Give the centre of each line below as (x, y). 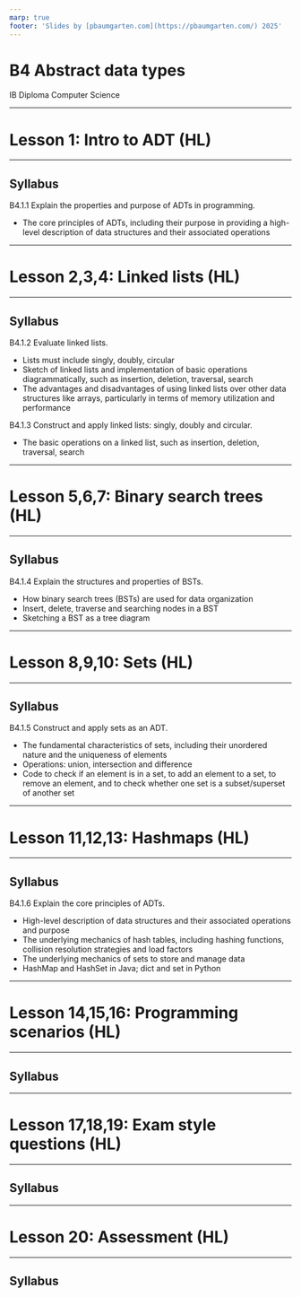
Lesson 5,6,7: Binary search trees (137, 496)
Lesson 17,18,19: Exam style (113, 1125)
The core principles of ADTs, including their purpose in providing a (145, 223)
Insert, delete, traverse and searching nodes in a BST (120, 608)
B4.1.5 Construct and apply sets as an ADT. (89, 728)
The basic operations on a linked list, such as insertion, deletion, (141, 442)
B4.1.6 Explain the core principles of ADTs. (87, 903)
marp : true (30, 17)
